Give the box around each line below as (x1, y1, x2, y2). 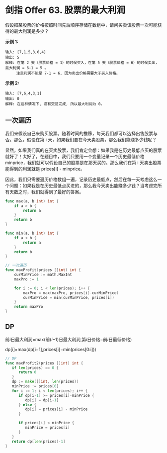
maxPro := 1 (14, 276, 39, 281)
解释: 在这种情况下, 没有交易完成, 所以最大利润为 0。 (5, 101, 104, 106)
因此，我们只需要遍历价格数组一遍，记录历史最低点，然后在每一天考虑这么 (5, 176, 158, 182)
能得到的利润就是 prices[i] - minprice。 (5, 166, 85, 172)
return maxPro (14, 304, 43, 309)
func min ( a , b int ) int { (5, 231, 59, 236)
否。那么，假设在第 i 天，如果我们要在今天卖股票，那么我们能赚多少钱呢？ (5, 136, 157, 142)
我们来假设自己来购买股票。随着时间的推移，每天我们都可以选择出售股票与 (5, 130, 158, 136)
